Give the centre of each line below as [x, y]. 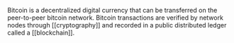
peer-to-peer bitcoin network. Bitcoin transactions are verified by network [115, 18]
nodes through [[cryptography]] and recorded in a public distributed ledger [117, 25]
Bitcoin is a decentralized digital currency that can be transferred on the [112, 10]
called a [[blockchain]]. [41, 32]
